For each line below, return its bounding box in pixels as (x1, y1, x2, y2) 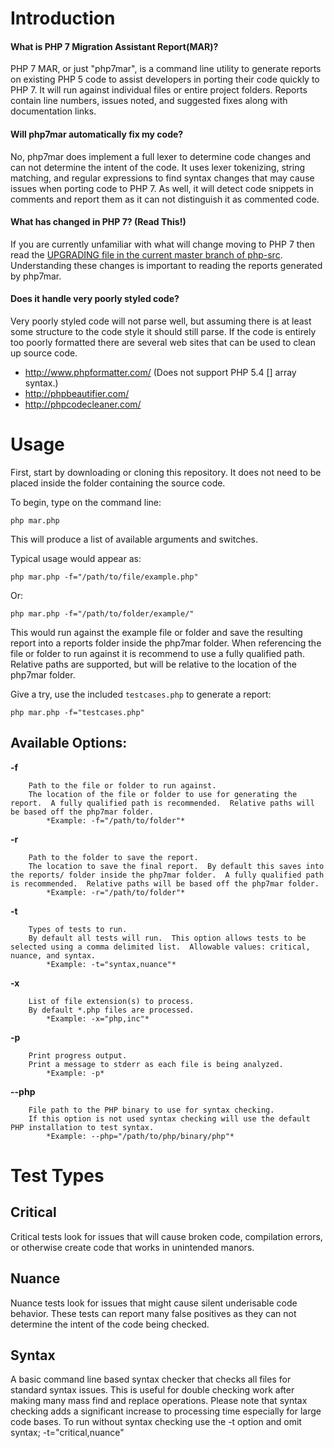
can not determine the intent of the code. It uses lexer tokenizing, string (10, 161, 306, 173)
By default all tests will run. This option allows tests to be (28, 933, 307, 943)
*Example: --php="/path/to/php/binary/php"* (46, 1131, 235, 1141)
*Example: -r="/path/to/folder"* (46, 887, 186, 897)
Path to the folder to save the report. (28, 852, 199, 862)
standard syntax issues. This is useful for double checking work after (10, 1384, 295, 1396)
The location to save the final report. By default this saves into (28, 861, 325, 871)
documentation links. (10, 105, 97, 117)
